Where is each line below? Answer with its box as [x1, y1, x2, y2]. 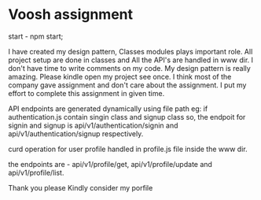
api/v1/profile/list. [8, 168, 64, 177]
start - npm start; [8, 31, 64, 41]
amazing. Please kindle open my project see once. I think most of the [8, 72, 232, 81]
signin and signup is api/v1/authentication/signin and [8, 120, 178, 130]
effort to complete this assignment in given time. [8, 88, 165, 98]
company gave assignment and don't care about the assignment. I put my [8, 80, 247, 90]
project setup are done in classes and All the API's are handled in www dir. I [8, 55, 254, 65]
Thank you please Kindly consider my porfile [8, 183, 153, 192]
